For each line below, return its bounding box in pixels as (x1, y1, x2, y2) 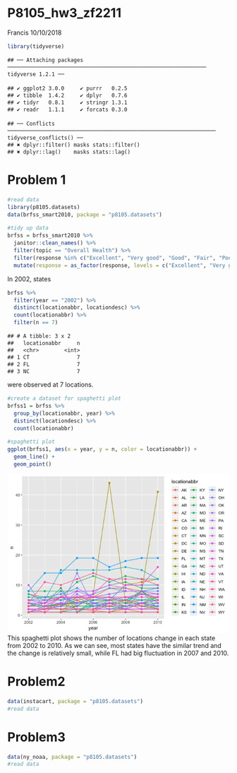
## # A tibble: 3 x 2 (7, 333, 71, 340)
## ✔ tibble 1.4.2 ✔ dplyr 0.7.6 (7, 92, 128, 99)
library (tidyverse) (7, 42, 65, 50)
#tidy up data (7, 225, 49, 232)
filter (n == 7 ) (13, 319, 59, 326)
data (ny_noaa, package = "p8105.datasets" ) (7, 753, 138, 760)
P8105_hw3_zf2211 (7, 5, 122, 21)
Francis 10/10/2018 (7, 28, 62, 37)
